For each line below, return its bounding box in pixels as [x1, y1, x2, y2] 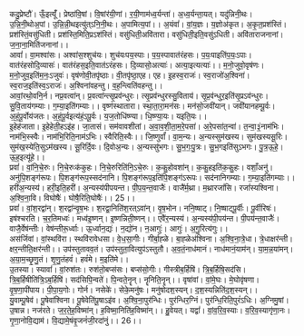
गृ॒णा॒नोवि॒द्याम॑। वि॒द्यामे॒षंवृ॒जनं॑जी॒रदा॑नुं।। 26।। [9, 315, 142, 326]
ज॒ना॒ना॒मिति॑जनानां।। [9, 39, 70, 50]
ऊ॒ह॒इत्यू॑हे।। [9, 152, 45, 163]
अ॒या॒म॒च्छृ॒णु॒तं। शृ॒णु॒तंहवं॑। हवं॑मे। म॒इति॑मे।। [9, 254, 130, 264]
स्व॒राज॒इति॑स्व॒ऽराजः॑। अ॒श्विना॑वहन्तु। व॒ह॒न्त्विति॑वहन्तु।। [9, 80, 163, 91]
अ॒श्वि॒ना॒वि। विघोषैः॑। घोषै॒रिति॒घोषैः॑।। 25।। [9, 193, 136, 203]
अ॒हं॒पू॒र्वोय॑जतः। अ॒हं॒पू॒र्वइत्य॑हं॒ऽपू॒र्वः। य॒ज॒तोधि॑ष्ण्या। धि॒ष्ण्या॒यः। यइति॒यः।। [9, 111, 208, 122]
